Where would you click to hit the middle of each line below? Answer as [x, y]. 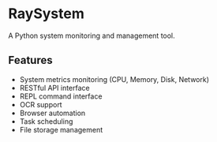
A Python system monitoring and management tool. [92, 35]
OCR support [41, 104]
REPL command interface [61, 96]
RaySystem [46, 14]
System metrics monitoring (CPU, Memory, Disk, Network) [114, 79]
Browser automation [52, 113]
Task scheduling [46, 121]
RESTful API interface [54, 88]
